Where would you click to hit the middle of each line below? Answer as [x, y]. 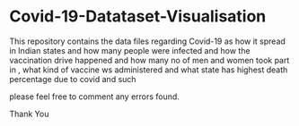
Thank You [29, 113]
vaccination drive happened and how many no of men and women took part [149, 60]
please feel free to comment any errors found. [94, 97]
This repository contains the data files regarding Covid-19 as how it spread [147, 41]
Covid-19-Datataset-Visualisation [138, 17]
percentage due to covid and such [73, 79]
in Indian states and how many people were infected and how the [130, 50]
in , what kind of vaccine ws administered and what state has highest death [149, 70]
